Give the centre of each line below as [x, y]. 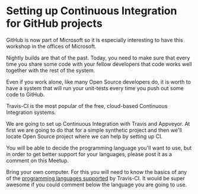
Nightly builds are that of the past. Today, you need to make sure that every [98, 58]
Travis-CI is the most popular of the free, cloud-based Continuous [87, 106]
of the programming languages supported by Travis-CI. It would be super [95, 178]
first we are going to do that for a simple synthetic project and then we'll [94, 130]
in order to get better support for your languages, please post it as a [89, 154]
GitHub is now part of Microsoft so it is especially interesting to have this [95, 40]
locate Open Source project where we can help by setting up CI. [84, 136]
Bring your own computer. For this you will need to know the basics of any [97, 172]
